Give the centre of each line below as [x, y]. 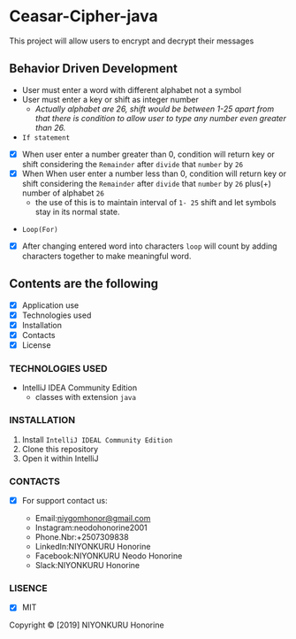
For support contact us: [65, 500]
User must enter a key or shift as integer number [110, 99]
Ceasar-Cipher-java [84, 16]
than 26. [50, 127]
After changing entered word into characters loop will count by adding [149, 246]
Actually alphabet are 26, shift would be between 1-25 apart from [155, 109]
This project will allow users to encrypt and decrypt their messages [132, 41]
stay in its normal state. [78, 212]
